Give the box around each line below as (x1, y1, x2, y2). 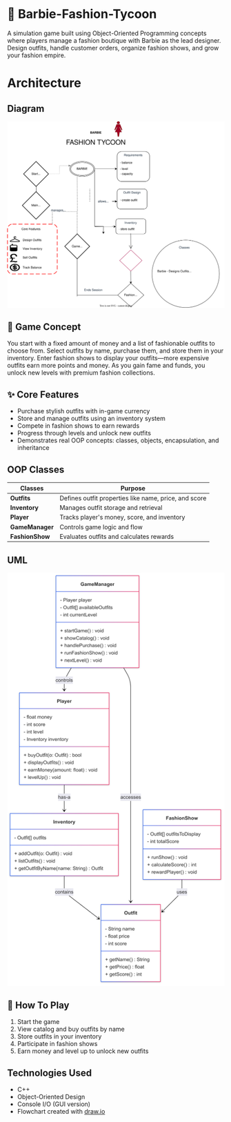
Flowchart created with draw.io (17, 1108, 106, 1116)
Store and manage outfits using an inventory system (17, 414, 165, 423)
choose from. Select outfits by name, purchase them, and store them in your (7, 346, 224, 355)
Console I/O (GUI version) (17, 1100, 91, 1108)
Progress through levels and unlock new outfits (17, 429, 152, 437)
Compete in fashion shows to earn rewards (17, 422, 140, 430)
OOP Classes (7, 464, 65, 475)
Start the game (17, 1018, 60, 1026)
